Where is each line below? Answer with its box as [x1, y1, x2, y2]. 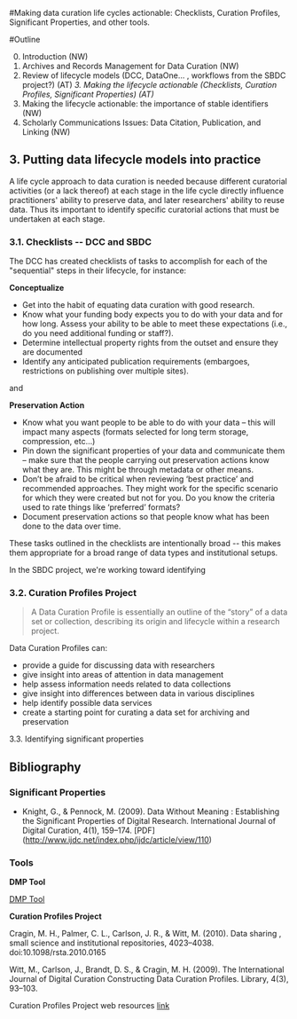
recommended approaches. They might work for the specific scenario [21, 483, 278, 494]
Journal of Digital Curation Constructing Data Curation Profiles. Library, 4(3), [9, 974, 289, 984]
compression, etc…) [21, 436, 96, 447]
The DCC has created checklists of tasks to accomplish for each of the [9, 256, 268, 267]
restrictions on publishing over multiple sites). [21, 365, 189, 376]
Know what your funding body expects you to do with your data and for [21, 310, 284, 320]
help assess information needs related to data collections [21, 678, 231, 690]
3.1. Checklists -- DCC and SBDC [9, 235, 152, 247]
